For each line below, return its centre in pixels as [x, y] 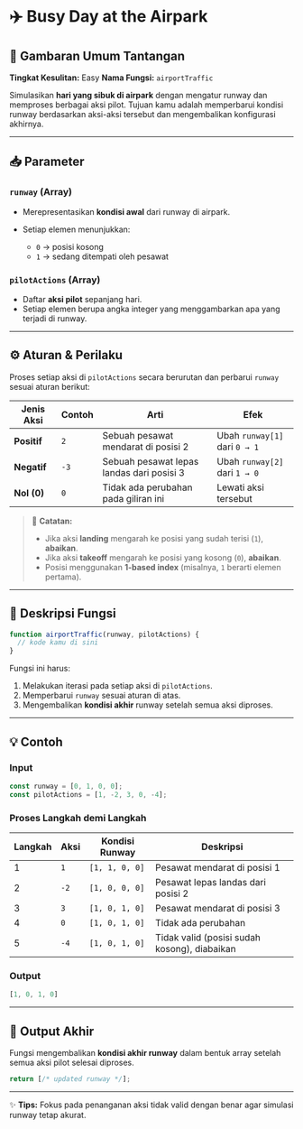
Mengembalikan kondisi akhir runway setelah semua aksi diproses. [147, 705]
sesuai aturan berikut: [50, 386]
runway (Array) [41, 192]
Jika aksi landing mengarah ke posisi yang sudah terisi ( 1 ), [154, 538]
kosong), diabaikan [195, 949]
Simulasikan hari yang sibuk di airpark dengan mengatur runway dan [138, 95]
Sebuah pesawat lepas [151, 461]
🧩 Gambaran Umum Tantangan [97, 56]
